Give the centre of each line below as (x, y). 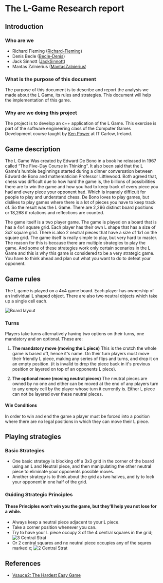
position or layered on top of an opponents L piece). (64, 369)
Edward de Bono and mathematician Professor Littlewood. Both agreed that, (81, 177)
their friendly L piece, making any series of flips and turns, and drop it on (85, 359)
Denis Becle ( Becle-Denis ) (38, 56)
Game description (33, 149)
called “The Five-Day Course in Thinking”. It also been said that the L (74, 166)
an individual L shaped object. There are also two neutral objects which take (81, 296)
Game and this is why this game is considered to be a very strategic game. (80, 253)
